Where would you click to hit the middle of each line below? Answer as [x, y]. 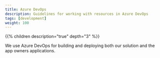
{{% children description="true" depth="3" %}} [52, 36]
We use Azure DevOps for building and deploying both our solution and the [80, 46]
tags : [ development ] [26, 18]
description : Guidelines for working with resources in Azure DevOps [77, 14]
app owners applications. [30, 51]
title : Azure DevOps [26, 9]
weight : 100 [17, 23]
